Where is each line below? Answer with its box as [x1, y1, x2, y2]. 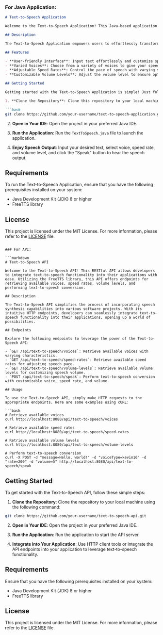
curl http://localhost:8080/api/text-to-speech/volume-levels [5, 442, 133, 447]
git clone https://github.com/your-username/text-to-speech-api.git [5, 513, 147, 518]
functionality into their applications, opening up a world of [20, 315, 151, 320]
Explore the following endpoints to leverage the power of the [5, 336, 136, 341]
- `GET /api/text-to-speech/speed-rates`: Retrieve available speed [5, 358, 147, 362]
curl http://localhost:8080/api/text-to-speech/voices [5, 417, 118, 422]
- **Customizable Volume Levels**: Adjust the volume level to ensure [5, 72, 151, 77]
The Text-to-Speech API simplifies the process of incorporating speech [5, 302, 155, 307]
